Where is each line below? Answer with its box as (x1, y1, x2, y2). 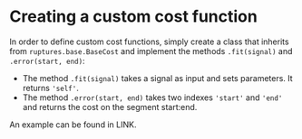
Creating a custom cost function (9, 6, 258, 27)
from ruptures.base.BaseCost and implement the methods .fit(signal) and (9, 45, 293, 56)
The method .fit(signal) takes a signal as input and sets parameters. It (22, 72, 293, 83)
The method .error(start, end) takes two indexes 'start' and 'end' (22, 92, 283, 103)
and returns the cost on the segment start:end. (22, 101, 198, 112)
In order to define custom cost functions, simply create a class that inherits (9, 36, 289, 47)
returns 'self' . (22, 82, 79, 93)
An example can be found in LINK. (9, 119, 137, 130)
